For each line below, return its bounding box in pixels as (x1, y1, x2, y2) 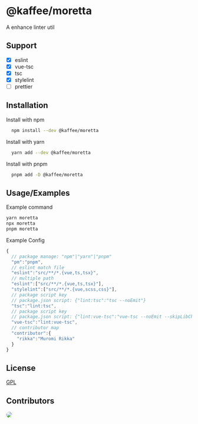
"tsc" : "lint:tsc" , (11, 303, 57, 309)
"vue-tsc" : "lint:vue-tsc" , (11, 320, 78, 326)
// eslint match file (11, 264, 65, 271)
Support (6, 41, 37, 51)
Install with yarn (6, 138, 45, 145)
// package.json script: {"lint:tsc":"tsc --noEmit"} (11, 297, 146, 303)
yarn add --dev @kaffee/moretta (11, 149, 91, 156)
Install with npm (6, 116, 45, 123)
